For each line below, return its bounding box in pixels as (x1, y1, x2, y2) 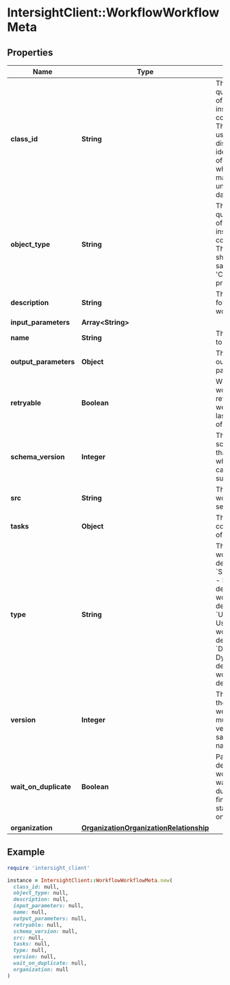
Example (7, 847, 45, 858)
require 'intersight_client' (7, 864, 90, 871)
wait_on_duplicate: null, (13, 960, 88, 967)
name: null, (13, 909, 48, 916)
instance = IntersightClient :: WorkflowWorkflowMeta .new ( (7, 877, 173, 884)
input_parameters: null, (13, 903, 84, 910)
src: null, (13, 934, 44, 941)
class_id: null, (13, 883, 60, 890)
